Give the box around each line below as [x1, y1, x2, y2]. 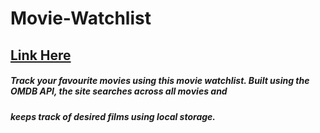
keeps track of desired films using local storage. [10, 110, 217, 122]
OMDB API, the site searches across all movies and [10, 85, 228, 97]
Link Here [10, 47, 72, 64]
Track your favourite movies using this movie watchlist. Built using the [10, 75, 310, 87]
